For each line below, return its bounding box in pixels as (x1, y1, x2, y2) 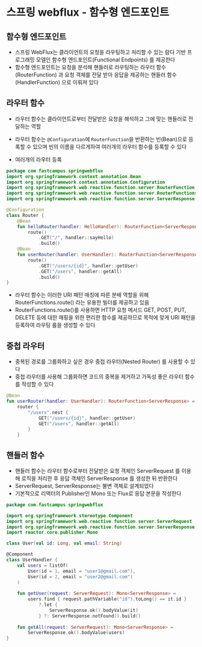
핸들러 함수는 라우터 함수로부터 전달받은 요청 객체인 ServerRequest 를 (14, 467, 180, 474)
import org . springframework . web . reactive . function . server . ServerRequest (6, 518, 192, 525)
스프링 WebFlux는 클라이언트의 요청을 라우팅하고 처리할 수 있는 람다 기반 (14, 49, 186, 55)
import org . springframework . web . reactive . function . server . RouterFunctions (6, 191, 198, 197)
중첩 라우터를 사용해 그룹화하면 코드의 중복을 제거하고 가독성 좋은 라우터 (14, 373, 184, 380)
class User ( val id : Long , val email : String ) (6, 540, 122, 546)
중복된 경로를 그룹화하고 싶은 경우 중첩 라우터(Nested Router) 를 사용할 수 (14, 358, 189, 365)
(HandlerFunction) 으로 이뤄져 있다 (14, 79, 99, 86)
